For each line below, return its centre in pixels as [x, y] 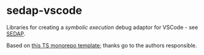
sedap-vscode [44, 11]
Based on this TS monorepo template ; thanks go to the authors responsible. [102, 45]
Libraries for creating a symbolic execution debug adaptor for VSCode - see [102, 27]
